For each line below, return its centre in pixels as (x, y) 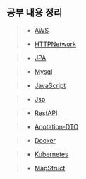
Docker (45, 140)
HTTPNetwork (55, 44)
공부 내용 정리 (35, 13)
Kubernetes (51, 154)
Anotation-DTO (56, 126)
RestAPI (46, 113)
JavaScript (50, 85)
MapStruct (50, 168)
